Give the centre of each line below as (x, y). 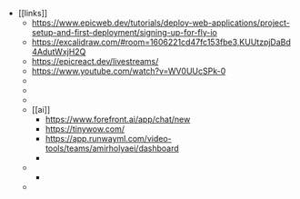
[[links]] (33, 13)
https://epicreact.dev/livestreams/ (95, 61)
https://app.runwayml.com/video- (108, 139)
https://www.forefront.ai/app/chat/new (118, 119)
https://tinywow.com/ (85, 129)
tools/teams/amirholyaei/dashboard (112, 148)
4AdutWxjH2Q (59, 52)
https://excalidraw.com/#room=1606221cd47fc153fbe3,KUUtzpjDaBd (161, 42)
